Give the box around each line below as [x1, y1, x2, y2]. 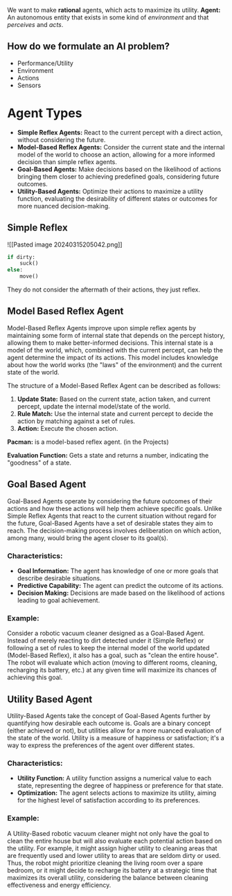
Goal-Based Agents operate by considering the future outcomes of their [7, 496, 213, 505]
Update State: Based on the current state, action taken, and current [17, 395, 211, 403]
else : [7, 267, 23, 274]
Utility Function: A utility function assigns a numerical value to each [17, 774, 212, 782]
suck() [19, 260, 39, 267]
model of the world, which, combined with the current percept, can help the [7, 346, 224, 354]
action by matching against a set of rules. [17, 417, 136, 425]
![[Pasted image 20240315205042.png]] [7, 240, 123, 249]
